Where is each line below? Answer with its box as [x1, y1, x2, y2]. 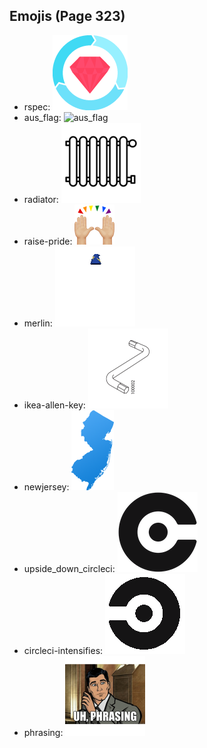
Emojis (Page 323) [9, 8, 126, 25]
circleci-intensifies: [23, 644, 104, 656]
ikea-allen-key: [23, 399, 86, 411]
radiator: [23, 193, 59, 205]
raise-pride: [23, 235, 73, 247]
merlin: [23, 317, 53, 329]
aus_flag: [23, 111, 62, 123]
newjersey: [23, 480, 70, 493]
